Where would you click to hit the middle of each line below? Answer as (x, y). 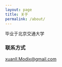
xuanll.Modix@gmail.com (31, 59)
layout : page (19, 10)
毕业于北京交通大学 (25, 34)
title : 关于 (17, 14)
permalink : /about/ (25, 19)
